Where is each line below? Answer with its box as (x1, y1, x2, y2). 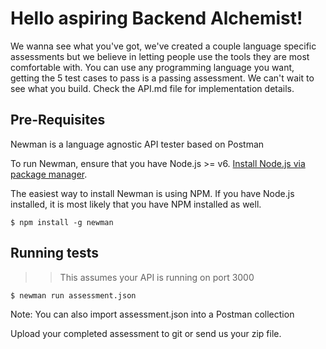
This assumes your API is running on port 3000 (59, 271, 255, 283)
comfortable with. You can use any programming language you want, (10, 61, 295, 73)
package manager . (10, 168, 88, 180)
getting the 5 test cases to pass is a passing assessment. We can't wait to (10, 72, 315, 84)
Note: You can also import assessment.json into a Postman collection (10, 308, 295, 320)
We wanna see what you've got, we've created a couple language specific (10, 40, 317, 52)
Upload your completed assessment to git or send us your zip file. (10, 327, 282, 339)
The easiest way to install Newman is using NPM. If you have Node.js (10, 187, 295, 199)
